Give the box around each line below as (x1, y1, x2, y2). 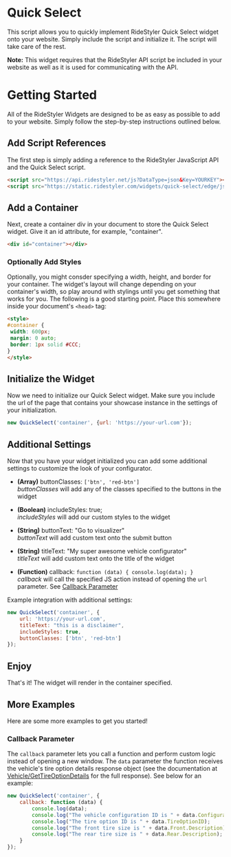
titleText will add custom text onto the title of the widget (16, 554, 175, 563)
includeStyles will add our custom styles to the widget (16, 513, 170, 522)
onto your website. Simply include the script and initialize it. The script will (7, 35, 217, 43)
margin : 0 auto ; (10, 335, 57, 342)
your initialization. (7, 406, 57, 415)
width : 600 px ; (10, 328, 51, 335)
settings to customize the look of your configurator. (7, 464, 153, 473)
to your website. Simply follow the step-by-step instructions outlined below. (7, 117, 221, 126)
